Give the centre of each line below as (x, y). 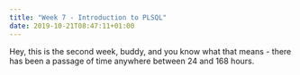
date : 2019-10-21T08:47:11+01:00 (72, 26)
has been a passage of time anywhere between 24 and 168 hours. (132, 61)
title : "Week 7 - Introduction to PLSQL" (88, 17)
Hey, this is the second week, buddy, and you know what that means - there (150, 51)
